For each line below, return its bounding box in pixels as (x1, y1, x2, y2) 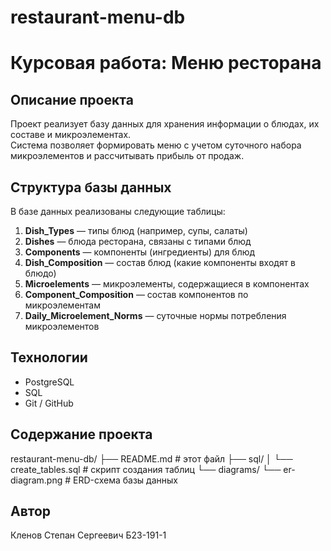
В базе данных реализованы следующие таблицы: (10, 206, 226, 217)
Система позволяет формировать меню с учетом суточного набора (10, 139, 302, 151)
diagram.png (10, 474, 63, 486)
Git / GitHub (24, 397, 74, 409)
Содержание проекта (10, 426, 153, 443)
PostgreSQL (24, 376, 75, 388)
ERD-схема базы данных (73, 474, 178, 486)
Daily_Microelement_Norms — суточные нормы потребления (24, 310, 287, 321)
